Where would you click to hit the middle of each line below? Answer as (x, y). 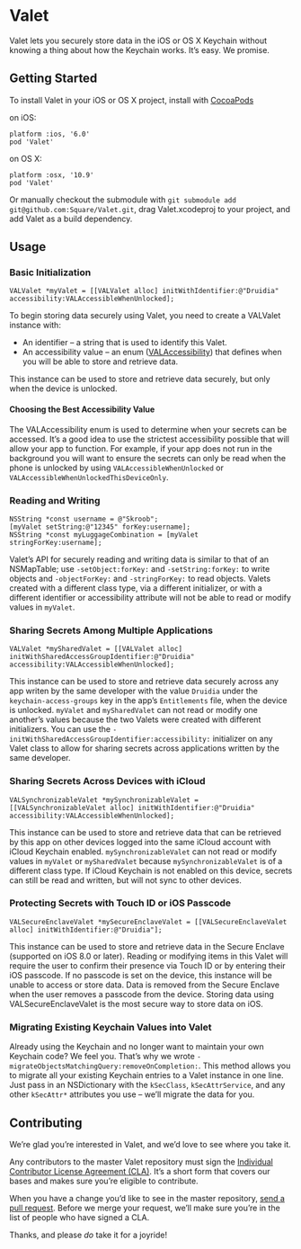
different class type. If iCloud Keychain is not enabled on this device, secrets (151, 870)
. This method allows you (244, 1066)
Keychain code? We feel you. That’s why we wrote (102, 1057)
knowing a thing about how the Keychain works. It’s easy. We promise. (139, 49)
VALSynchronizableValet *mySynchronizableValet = (104, 800)
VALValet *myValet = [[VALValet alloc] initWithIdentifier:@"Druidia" (144, 291)
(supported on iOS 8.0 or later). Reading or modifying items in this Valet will (149, 956)
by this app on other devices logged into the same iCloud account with (140, 842)
